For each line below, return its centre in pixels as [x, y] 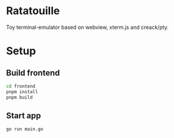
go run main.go [25, 129]
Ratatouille [33, 11]
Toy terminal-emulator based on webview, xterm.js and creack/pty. [88, 27]
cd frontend [21, 86]
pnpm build [19, 97]
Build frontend [33, 73]
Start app [24, 115]
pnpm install [22, 92]
